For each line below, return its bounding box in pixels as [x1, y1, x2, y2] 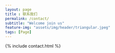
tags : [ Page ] [5, 30, 32, 35]
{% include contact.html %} [5, 43, 61, 49]
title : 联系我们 [5, 12, 38, 17]
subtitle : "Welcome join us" [5, 20, 65, 26]
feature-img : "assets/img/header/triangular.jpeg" [5, 25, 111, 30]
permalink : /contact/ [5, 16, 49, 21]
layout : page [5, 7, 32, 12]
